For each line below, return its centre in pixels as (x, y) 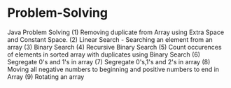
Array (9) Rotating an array (46, 76)
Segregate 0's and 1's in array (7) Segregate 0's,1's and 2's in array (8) (109, 61)
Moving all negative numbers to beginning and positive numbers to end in (113, 69)
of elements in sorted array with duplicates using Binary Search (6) (104, 54)
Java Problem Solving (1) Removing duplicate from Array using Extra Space (116, 32)
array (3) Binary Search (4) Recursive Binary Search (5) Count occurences (114, 47)
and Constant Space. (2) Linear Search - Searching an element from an (110, 39)
